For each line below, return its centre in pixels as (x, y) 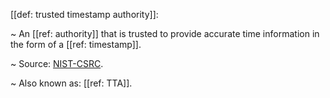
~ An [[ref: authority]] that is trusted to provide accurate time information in (165, 33)
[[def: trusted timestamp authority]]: (84, 14)
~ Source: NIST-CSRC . (57, 63)
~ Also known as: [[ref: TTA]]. (71, 83)
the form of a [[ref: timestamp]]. (76, 44)
